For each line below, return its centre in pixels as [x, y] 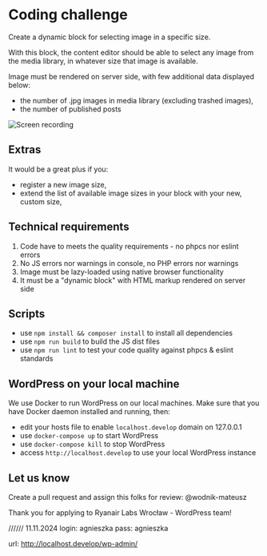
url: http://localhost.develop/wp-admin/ [73, 544]
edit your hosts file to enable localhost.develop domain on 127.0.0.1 [131, 427]
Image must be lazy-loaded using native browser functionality [122, 272]
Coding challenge [68, 15]
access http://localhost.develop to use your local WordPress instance [138, 453]
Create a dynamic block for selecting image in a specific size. [110, 37]
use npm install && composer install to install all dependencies [126, 333]
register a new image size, [63, 184]
